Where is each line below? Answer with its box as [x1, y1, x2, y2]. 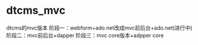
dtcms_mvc [6, 4, 66, 17]
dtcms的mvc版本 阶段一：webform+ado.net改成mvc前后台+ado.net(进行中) [6, 24, 193, 31]
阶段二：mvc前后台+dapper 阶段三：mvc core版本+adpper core [6, 31, 164, 39]
